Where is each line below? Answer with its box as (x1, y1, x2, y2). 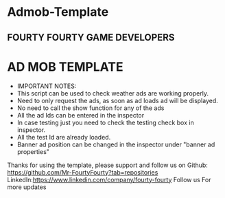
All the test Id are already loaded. (16, 133, 111, 141)
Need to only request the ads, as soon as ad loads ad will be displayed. (16, 96, 218, 104)
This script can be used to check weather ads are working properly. (16, 89, 209, 97)
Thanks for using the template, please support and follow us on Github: (7, 161, 208, 169)
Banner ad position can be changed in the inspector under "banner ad (16, 140, 215, 148)
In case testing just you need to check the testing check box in (16, 118, 194, 126)
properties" (16, 147, 50, 155)
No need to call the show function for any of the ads (16, 104, 165, 112)
